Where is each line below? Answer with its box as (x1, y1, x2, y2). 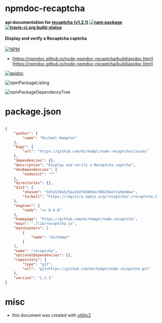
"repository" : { (14, 257, 47, 262)
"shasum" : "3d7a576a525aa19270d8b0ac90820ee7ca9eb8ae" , (22, 190, 138, 195)
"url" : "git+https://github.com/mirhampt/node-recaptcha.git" (22, 267, 151, 272)
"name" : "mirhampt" (31, 235, 70, 239)
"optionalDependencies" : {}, (14, 253, 73, 258)
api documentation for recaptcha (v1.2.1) (5, 19, 89, 25)
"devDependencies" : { (14, 167, 57, 172)
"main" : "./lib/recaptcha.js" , (14, 221, 77, 226)
